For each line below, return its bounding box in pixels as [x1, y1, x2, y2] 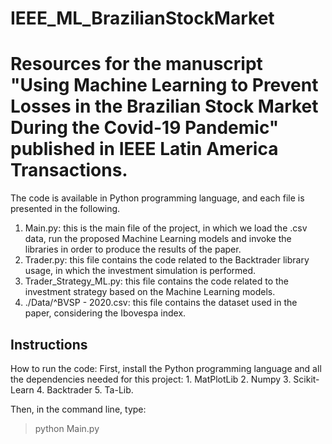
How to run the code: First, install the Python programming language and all [10, 362, 322, 374]
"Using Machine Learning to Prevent [10, 74, 319, 97]
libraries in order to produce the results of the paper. [24, 243, 242, 256]
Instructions [10, 336, 88, 353]
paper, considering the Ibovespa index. [24, 307, 187, 319]
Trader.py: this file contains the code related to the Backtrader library [24, 254, 310, 266]
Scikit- [293, 373, 320, 385]
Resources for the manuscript [10, 53, 263, 76]
